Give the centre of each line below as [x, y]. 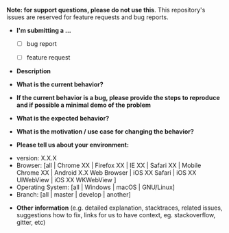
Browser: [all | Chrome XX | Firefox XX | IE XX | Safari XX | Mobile [109, 165]
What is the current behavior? [60, 84]
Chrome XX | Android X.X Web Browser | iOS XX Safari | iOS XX [106, 173]
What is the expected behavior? [63, 119]
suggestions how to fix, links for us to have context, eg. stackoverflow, [116, 215]
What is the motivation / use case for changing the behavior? [105, 132]
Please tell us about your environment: [73, 145]
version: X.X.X [36, 158]
